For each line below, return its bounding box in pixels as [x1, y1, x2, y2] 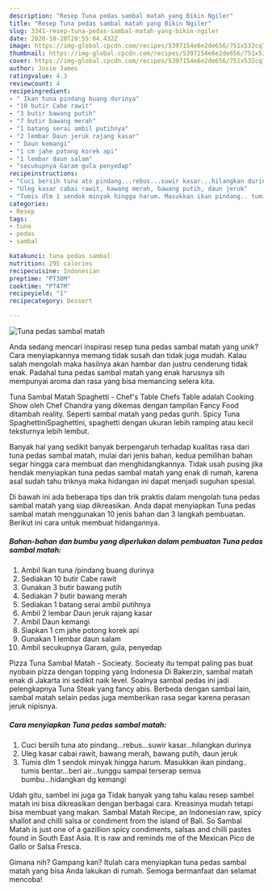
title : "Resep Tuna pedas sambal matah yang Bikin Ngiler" [9, 19, 212, 27]
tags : [9, 215, 27, 223]
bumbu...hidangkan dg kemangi [20, 774, 127, 784]
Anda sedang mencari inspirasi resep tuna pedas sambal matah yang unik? [9, 342, 259, 352]
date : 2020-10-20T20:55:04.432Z [9, 34, 118, 43]
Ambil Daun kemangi [20, 616, 90, 627]
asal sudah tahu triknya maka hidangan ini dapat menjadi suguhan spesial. [9, 476, 257, 486]
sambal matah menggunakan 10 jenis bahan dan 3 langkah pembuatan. [9, 509, 245, 518]
